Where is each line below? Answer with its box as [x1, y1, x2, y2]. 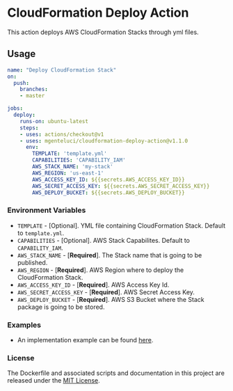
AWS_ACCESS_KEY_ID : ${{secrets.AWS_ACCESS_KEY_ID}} [32, 176, 186, 183]
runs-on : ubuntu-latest [19, 118, 89, 125]
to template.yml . [17, 228, 65, 237]
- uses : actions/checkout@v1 [19, 131, 104, 138]
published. [17, 258, 48, 266]
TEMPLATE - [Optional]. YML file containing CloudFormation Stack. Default [17, 221, 226, 230]
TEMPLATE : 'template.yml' [32, 150, 108, 157]
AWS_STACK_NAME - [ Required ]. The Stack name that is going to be [17, 250, 202, 259]
